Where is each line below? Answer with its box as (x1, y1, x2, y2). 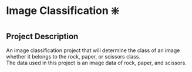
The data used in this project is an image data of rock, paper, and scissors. (6, 59, 187, 66)
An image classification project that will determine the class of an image (6, 47, 180, 54)
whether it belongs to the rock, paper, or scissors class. (6, 53, 141, 60)
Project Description (6, 31, 79, 41)
